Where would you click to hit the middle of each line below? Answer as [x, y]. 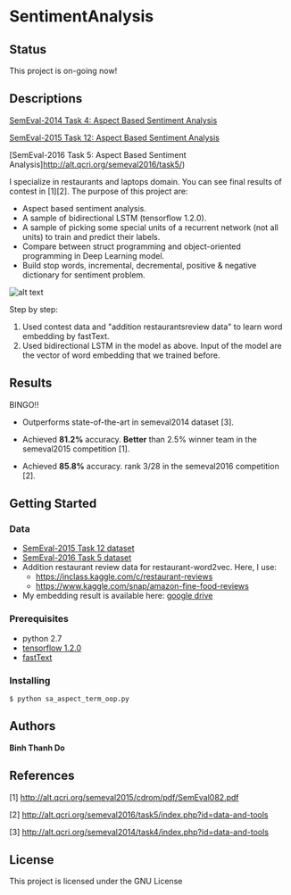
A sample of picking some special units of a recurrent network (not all [150, 227]
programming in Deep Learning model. [93, 255]
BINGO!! [24, 404]
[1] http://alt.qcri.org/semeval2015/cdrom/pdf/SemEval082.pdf [124, 797]
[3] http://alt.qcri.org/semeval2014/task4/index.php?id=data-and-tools [139, 832]
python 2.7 [42, 638]
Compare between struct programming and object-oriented [131, 246]
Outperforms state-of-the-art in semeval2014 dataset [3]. [128, 422]
